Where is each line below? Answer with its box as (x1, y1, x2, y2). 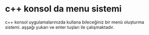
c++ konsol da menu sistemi (5, 3, 122, 14)
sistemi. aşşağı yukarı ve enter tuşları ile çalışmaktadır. (5, 24, 115, 30)
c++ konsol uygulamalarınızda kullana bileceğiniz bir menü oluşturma (5, 19, 144, 25)
